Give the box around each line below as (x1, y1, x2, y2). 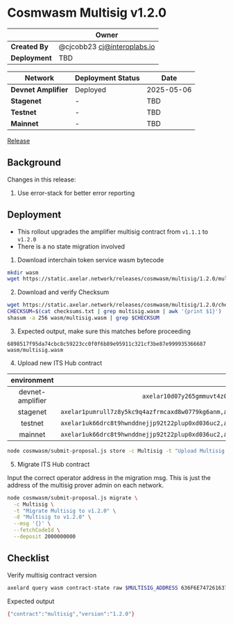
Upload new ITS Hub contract (17, 358, 103, 367)
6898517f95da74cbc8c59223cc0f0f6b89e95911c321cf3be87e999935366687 (7, 340, 207, 347)
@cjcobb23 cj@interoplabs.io (58, 42, 155, 51)
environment (10, 375, 54, 385)
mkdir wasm (7, 269, 39, 276)
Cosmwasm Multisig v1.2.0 (7, 5, 167, 21)
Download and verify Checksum (17, 288, 110, 296)
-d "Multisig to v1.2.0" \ (13, 513, 92, 521)
